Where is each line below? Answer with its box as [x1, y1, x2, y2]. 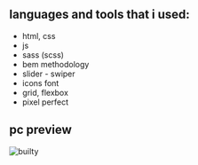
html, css [21, 30, 56, 41]
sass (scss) [21, 49, 65, 60]
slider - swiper [21, 68, 75, 79]
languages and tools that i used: [9, 7, 191, 22]
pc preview [9, 122, 73, 137]
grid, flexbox [21, 87, 69, 98]
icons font [21, 77, 59, 88]
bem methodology [21, 59, 90, 69]
